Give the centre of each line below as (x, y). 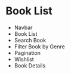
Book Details (30, 65)
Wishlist (24, 59)
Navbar (23, 27)
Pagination (27, 53)
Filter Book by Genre (39, 47)
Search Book (30, 40)
